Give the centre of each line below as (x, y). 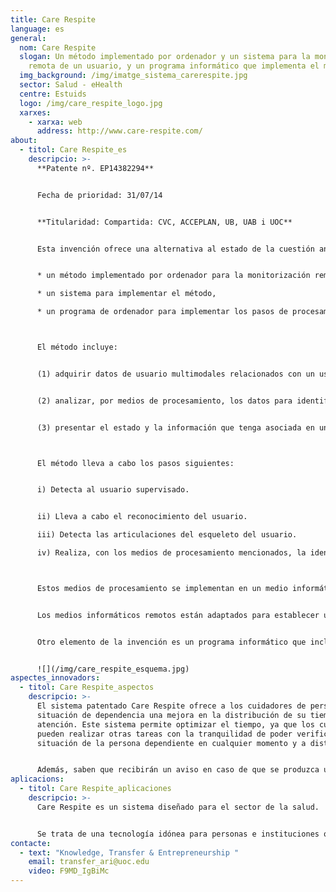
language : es (37, 29)
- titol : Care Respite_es (73, 150)
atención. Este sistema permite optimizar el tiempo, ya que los (175, 724)
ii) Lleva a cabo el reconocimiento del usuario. (142, 517)
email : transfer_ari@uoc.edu (89, 862)
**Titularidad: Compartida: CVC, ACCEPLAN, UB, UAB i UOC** (164, 222)
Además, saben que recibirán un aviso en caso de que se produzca (178, 770)
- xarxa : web (55, 122)
